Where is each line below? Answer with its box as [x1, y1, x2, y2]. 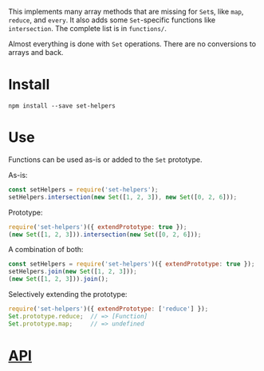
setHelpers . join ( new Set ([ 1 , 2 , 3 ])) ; [8, 267, 137, 276]
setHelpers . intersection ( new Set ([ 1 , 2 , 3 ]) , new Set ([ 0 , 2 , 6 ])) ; [8, 193, 238, 201]
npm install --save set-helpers [8, 101, 116, 110]
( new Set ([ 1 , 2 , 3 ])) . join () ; [8, 275, 109, 283]
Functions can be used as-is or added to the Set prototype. [8, 155, 203, 164]
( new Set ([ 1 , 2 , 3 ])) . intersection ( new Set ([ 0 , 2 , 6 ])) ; [8, 231, 202, 239]
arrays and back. [8, 48, 64, 57]
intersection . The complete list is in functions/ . [8, 24, 167, 33]
